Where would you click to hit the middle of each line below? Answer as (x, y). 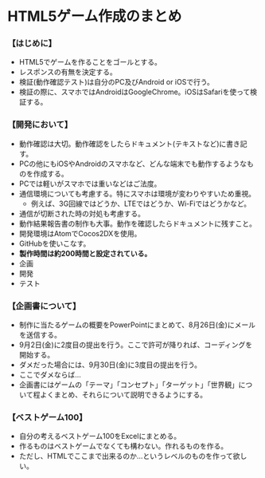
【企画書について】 (44, 306)
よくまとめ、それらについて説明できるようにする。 (124, 395)
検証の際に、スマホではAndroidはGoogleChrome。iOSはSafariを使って (134, 92)
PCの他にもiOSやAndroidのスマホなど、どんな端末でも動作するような (133, 164)
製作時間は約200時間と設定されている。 (85, 253)
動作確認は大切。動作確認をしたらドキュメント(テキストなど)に (123, 144)
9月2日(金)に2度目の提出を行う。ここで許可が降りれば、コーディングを (135, 345)
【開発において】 (40, 124)
